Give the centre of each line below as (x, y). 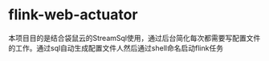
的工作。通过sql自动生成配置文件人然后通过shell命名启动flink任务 (116, 48)
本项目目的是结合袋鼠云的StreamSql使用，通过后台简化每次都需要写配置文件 (134, 38)
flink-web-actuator (73, 15)
